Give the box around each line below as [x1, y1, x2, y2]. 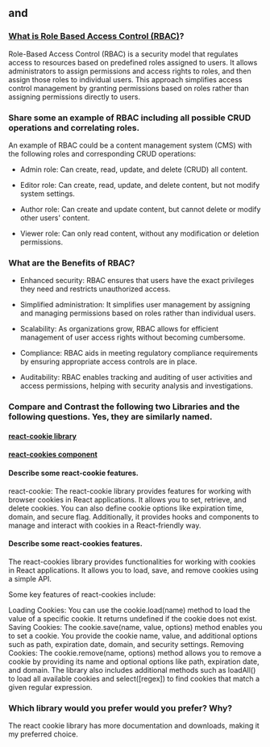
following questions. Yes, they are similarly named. [8, 411, 213, 423]
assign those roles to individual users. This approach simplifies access [8, 74, 243, 84]
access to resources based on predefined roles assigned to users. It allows [8, 57, 258, 67]
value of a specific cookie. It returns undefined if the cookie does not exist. [8, 613, 258, 624]
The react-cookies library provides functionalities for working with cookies [8, 557, 256, 566]
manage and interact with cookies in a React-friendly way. [8, 520, 201, 530]
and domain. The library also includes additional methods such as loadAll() [8, 665, 256, 674]
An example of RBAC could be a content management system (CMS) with [8, 140, 252, 150]
